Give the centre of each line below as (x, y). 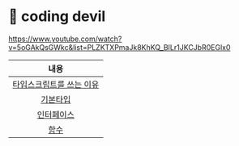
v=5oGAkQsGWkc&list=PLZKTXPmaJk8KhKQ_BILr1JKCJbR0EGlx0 (119, 47)
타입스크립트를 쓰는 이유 (56, 84)
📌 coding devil (57, 17)
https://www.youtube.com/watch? (65, 39)
